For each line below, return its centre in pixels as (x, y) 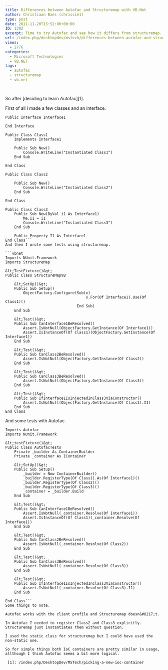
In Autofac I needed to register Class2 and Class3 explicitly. (73, 623)
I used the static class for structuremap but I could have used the (79, 636)
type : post (16, 19)
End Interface (20, 126)
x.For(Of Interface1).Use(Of (116, 297)
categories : (17, 52)
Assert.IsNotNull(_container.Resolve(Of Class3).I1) (79, 588)
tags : (11, 66)
